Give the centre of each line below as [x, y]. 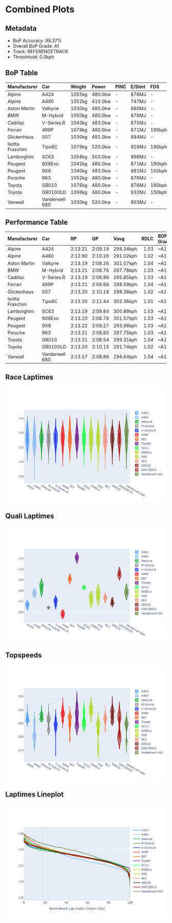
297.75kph [125, 332]
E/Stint [138, 87]
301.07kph [125, 263]
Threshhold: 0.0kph [34, 57]
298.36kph [125, 292]
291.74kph [125, 347]
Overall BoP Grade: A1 [36, 46]
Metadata [21, 28]
